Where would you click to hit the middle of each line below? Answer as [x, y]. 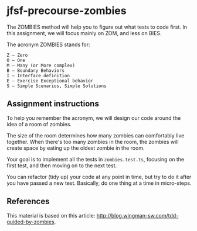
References [28, 201]
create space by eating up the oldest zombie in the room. [76, 148]
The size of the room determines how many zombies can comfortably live [96, 135]
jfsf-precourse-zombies [67, 11]
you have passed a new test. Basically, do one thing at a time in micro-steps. [99, 183]
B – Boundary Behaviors [36, 70]
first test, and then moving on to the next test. [62, 166]
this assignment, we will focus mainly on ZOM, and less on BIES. [84, 33]
